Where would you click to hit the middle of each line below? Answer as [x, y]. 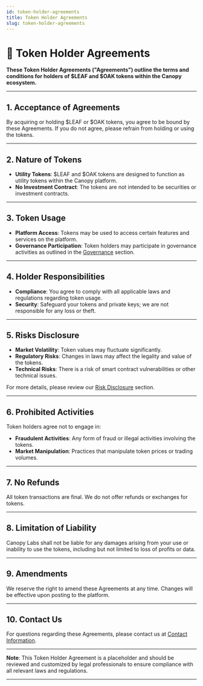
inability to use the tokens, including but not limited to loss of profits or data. [101, 549]
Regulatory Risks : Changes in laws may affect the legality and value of [103, 356]
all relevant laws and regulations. [47, 671]
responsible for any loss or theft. [56, 311]
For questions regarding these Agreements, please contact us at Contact [97, 634]
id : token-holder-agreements [43, 12]
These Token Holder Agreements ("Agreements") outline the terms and [98, 70]
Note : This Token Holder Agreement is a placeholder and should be [90, 658]
